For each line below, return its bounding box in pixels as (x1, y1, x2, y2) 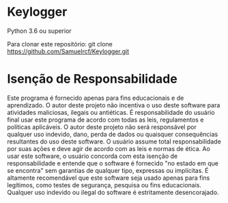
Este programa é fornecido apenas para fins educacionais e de (7, 94, 184, 102)
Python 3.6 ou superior (7, 27, 72, 35)
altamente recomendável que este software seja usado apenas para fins (7, 174, 210, 182)
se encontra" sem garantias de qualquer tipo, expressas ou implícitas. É (7, 166, 209, 174)
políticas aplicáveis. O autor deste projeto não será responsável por (7, 122, 197, 131)
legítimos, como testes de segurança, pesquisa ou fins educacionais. (7, 180, 201, 189)
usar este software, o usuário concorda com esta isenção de (7, 152, 178, 160)
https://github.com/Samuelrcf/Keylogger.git (7, 47, 130, 55)
